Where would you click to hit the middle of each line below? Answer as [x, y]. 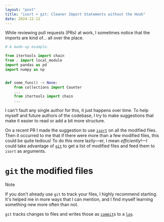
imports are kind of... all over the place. [45, 38]
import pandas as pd [26, 65]
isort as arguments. [26, 151]
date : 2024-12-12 [23, 19]
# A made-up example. [27, 47]
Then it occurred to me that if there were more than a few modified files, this [82, 136]
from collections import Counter [48, 87]
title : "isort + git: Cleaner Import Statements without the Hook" [75, 14]
